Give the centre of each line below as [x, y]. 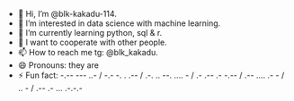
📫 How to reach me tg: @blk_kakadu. [88, 52]
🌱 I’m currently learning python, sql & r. [90, 33]
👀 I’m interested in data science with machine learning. [119, 23]
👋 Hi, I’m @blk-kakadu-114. [67, 14]
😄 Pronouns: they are [58, 65]
